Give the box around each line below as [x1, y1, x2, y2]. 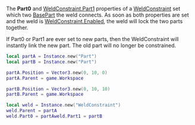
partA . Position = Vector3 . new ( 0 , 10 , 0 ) [6, 70, 108, 76]
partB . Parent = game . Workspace [6, 92, 84, 98]
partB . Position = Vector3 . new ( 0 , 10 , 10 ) [6, 86, 111, 92]
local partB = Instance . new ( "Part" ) [6, 59, 97, 65]
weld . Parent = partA [6, 108, 58, 114]
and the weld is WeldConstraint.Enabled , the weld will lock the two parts [6, 18, 183, 24]
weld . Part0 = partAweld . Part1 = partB [6, 113, 102, 119]
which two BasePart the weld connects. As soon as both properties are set [6, 11, 189, 18]
